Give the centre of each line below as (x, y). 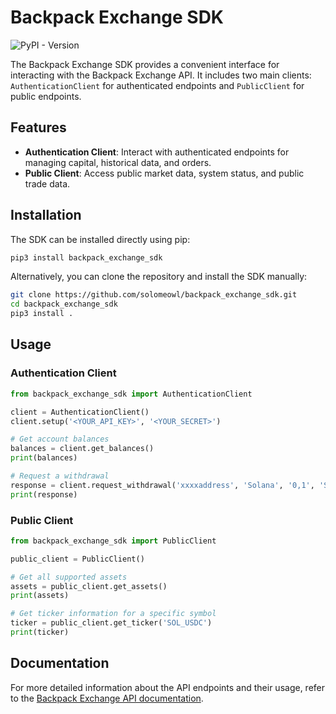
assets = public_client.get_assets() (89, 586)
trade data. (47, 183)
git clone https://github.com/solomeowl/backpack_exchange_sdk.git (154, 295)
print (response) (44, 494)
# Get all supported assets (69, 577)
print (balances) (44, 458)
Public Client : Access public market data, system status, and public (164, 173)
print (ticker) (40, 632)
